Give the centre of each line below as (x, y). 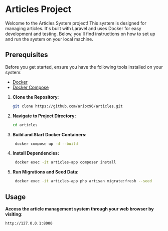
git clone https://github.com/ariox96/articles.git (67, 106)
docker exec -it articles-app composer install (65, 162)
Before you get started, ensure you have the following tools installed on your (84, 67)
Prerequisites (27, 55)
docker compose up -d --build (46, 144)
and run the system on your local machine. (49, 39)
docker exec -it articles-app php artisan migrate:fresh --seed (83, 181)
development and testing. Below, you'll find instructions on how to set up (80, 34)
